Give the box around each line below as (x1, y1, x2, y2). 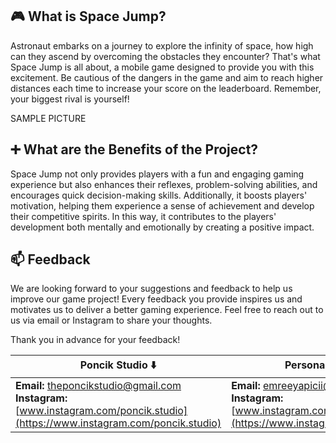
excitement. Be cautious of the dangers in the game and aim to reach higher (10, 71, 324, 83)
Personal (284, 358, 328, 372)
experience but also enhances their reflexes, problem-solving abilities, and (10, 178, 318, 190)
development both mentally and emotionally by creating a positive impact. (10, 221, 315, 233)
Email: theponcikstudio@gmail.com (15, 379, 182, 393)
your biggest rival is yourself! (10, 93, 130, 105)
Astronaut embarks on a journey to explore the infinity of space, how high (10, 39, 314, 52)
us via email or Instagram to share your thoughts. (10, 314, 213, 327)
